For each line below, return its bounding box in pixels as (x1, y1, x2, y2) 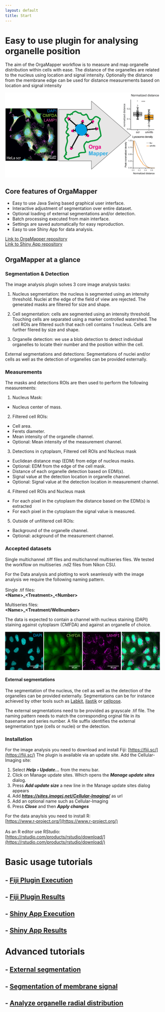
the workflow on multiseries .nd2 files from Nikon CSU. (5, 562, 116, 568)
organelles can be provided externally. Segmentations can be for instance (5, 693, 155, 699)
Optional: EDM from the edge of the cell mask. (12, 463, 106, 469)
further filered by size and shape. (12, 327, 80, 333)
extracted (12, 503, 32, 509)
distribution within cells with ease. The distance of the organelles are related (5, 67, 160, 73)
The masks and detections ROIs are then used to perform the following (5, 380, 148, 386)
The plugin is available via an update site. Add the (36, 752, 137, 758)
